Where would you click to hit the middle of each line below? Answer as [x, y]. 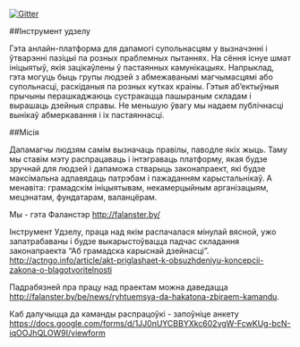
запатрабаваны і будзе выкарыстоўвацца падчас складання [124, 241]
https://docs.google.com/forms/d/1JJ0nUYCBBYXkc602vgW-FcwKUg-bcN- [150, 323]
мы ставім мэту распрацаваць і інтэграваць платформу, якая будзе [138, 159]
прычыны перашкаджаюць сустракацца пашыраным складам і [131, 96]
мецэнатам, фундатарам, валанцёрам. [83, 197]
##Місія [24, 132]
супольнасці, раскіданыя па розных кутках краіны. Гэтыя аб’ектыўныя [144, 86]
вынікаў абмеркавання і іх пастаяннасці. [87, 115]
